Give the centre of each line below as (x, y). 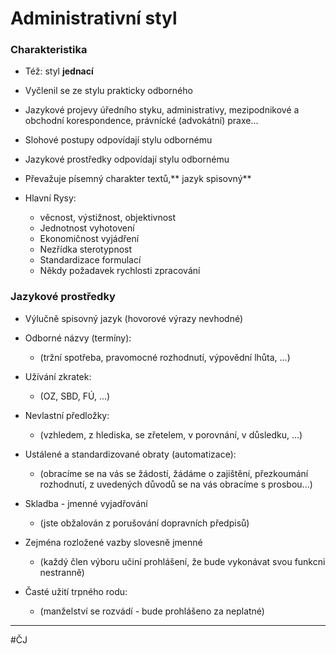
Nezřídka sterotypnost (86, 249)
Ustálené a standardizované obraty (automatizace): (130, 454)
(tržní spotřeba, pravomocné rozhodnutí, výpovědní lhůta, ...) (165, 357)
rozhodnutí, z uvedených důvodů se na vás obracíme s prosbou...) (176, 484)
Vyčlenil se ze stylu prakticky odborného (108, 91)
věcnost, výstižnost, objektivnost (108, 218)
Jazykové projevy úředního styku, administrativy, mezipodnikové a (162, 110)
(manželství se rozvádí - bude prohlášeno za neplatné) (152, 611)
